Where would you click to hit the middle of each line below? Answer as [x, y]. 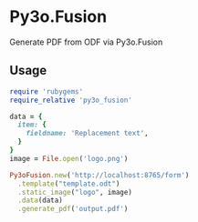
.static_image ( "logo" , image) [75, 192]
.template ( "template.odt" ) [69, 184]
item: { [32, 125]
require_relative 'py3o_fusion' [71, 100]
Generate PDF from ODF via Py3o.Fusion [86, 42]
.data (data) [41, 201]
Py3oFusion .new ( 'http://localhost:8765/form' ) [99, 175]
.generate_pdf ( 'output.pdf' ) [73, 209]
